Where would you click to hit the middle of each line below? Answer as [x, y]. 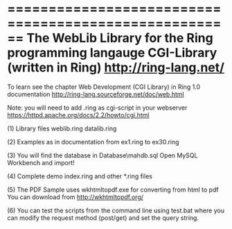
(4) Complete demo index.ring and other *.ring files [80, 176]
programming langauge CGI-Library [112, 53]
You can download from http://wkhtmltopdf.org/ [75, 197]
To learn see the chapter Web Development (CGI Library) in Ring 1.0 [104, 87]
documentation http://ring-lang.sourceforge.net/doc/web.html [96, 94]
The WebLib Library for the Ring [120, 38]
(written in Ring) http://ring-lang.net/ [116, 68]
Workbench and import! [41, 162]
